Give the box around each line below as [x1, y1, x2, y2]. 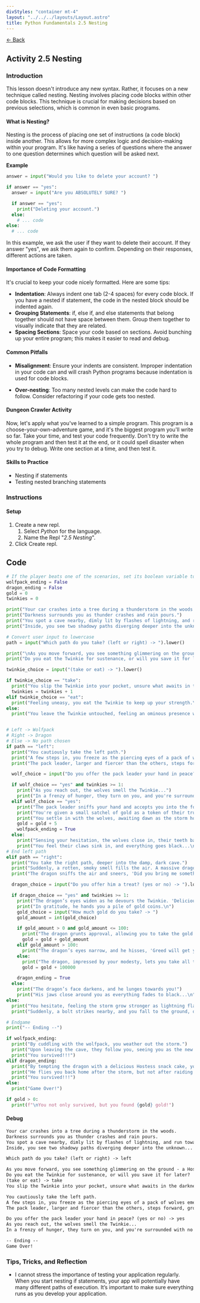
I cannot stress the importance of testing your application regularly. [14, 1271, 180, 1278]
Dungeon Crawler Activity [6, 406, 72, 413]
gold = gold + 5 [17, 820, 58, 827]
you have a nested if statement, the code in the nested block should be [14, 297, 189, 304]
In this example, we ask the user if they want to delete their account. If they [6, 239, 190, 246]
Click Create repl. [14, 541, 58, 548]
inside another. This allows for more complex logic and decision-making [6, 138, 183, 145]
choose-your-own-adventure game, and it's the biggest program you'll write [6, 426, 193, 433]
